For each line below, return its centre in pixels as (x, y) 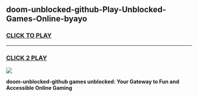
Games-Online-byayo (47, 19)
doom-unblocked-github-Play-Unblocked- (86, 10)
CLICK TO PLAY (29, 36)
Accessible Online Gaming (39, 88)
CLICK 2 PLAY (27, 58)
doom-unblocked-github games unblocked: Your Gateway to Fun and (93, 81)
